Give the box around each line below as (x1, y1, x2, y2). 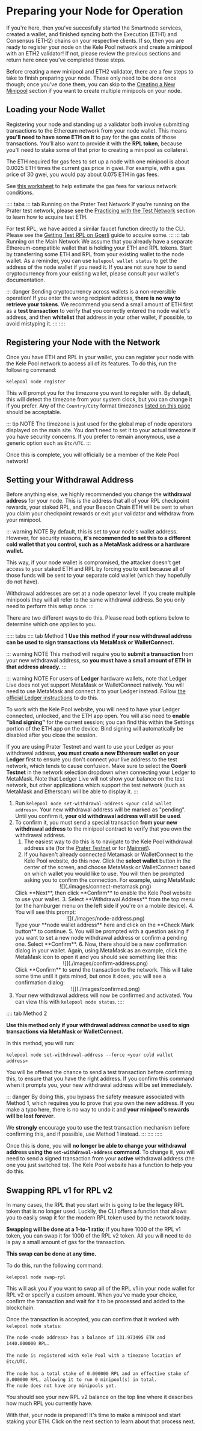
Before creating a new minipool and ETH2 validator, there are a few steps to (6, 68, 194, 75)
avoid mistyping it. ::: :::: (6, 319, 66, 327)
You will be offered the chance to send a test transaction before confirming (6, 1069, 192, 1076)
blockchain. (6, 1304, 35, 1312)
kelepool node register (6, 379, 66, 385)
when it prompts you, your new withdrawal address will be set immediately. (6, 1081, 192, 1089)
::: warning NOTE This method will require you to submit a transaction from (6, 650, 194, 658)
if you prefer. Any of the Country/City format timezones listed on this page (6, 402, 191, 409)
